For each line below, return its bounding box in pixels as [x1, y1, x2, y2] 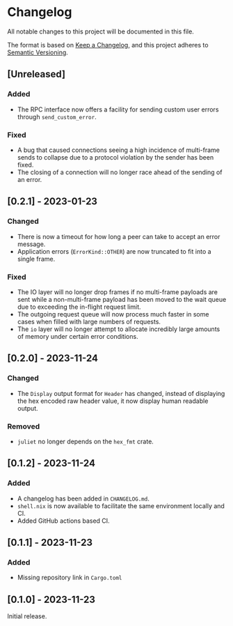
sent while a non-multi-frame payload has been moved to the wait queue [17, 295, 227, 303]
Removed [7, 421, 40, 431]
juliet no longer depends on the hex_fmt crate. [17, 437, 154, 445]
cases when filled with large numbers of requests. [17, 317, 161, 326]
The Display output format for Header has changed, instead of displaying [17, 389, 225, 397]
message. [17, 240, 46, 248]
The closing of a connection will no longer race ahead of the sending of [17, 168, 223, 176]
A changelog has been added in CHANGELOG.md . [17, 494, 150, 503]
